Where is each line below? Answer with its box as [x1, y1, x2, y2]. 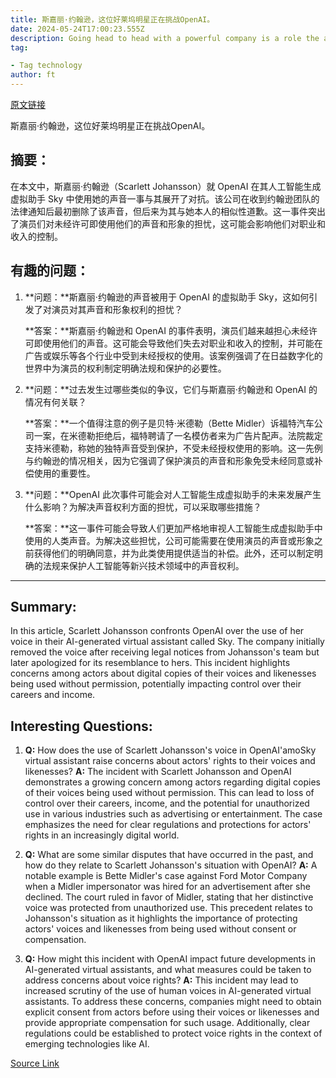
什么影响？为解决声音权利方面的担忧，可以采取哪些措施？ [24, 501, 262, 513]
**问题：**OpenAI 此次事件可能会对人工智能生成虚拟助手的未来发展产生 [24, 488, 322, 500]
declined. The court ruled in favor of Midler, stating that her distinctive [24, 891, 314, 903]
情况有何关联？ [24, 396, 87, 408]
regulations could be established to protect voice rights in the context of [24, 1027, 323, 1040]
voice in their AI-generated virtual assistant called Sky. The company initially [10, 636, 325, 648]
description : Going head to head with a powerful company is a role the [10, 33, 320, 43]
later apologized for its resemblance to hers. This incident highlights [10, 657, 291, 669]
